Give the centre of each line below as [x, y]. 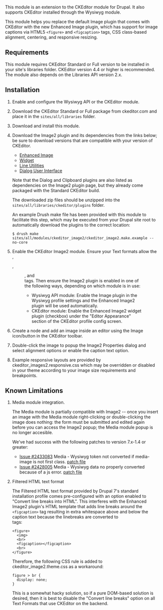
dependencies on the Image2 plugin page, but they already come [78, 185]
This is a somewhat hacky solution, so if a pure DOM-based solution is [83, 593]
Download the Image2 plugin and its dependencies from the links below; [84, 135]
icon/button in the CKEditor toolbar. [47, 335]
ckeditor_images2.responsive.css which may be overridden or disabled [83, 365]
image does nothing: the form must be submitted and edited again [78, 422]
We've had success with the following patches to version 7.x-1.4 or [79, 442]
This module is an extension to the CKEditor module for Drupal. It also [75, 7]
